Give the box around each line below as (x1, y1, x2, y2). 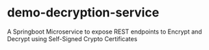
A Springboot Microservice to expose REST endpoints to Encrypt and (7, 27, 202, 36)
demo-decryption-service (7, 5, 160, 21)
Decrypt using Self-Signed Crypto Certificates (7, 34, 138, 42)
